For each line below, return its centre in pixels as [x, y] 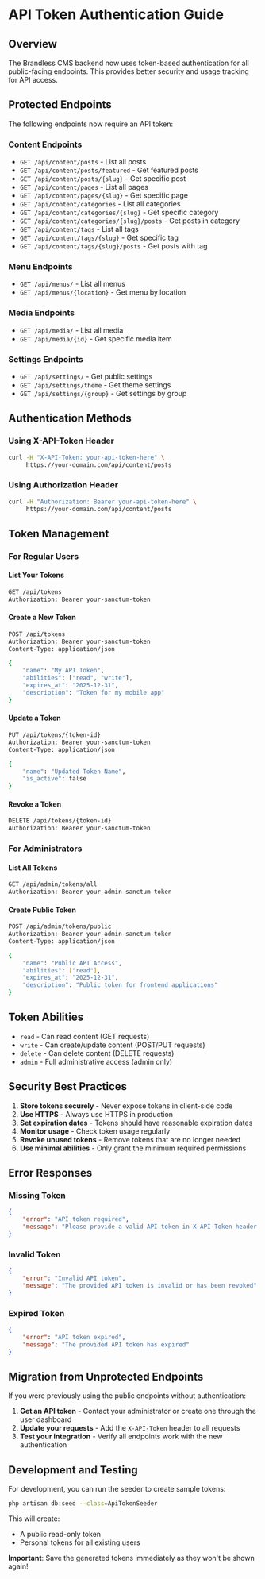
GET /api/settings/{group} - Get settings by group [103, 393]
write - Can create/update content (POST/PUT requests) [112, 1045]
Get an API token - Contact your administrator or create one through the [138, 1411]
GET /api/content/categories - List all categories [100, 204]
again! [18, 1566]
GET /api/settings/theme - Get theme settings [95, 385]
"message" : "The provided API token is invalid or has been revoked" [140, 1285]
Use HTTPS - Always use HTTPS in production [96, 1114]
